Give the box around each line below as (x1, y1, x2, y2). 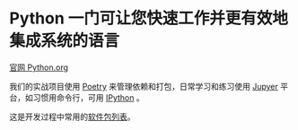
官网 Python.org (9, 62, 69, 73)
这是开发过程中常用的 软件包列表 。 (9, 111, 136, 122)
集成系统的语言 (9, 30, 120, 51)
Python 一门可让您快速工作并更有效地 (9, 8, 289, 29)
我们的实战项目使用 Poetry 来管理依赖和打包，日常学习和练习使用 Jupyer (9, 81, 278, 91)
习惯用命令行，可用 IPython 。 (32, 91, 145, 103)
